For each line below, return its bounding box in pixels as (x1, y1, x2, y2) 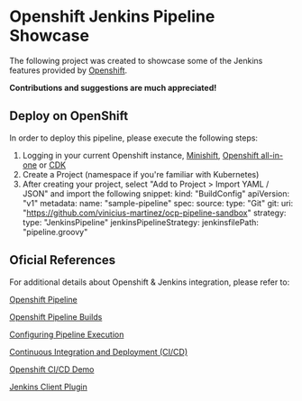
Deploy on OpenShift (9, 108, 129, 123)
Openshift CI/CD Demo (9, 363, 95, 375)
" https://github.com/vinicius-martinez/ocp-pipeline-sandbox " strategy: (22, 207, 287, 218)
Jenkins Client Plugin (9, 381, 87, 392)
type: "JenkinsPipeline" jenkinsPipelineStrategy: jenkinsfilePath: (22, 216, 260, 227)
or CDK (39, 159, 66, 170)
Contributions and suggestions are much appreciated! (9, 82, 217, 93)
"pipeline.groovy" (22, 226, 88, 237)
